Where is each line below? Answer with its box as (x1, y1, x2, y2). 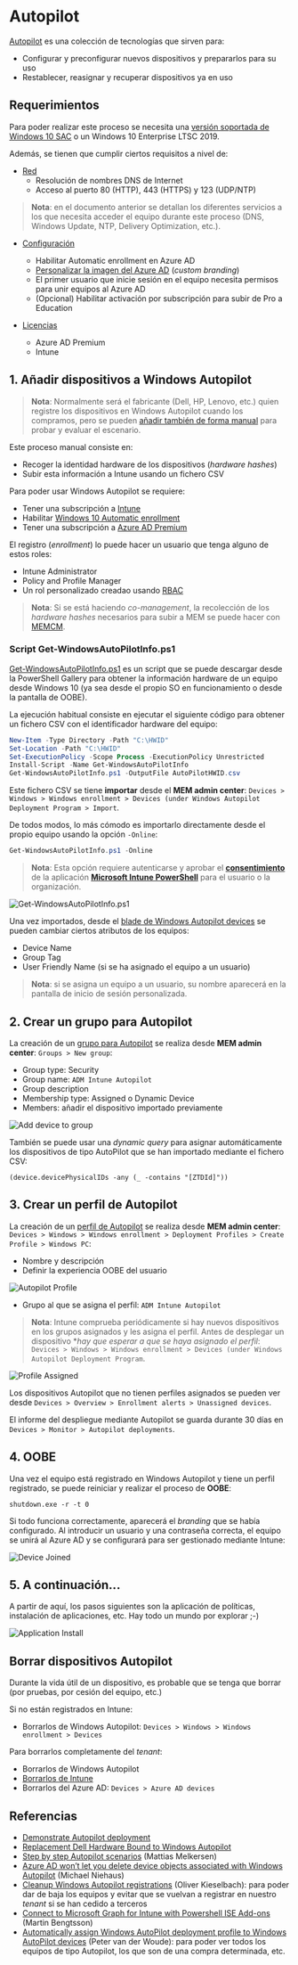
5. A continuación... (9, 1577, 121, 1592)
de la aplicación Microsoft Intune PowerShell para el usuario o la (30, 872, 271, 883)
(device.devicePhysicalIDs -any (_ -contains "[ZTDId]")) (9, 1173, 229, 1182)
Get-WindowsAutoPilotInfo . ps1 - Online (9, 847, 153, 856)
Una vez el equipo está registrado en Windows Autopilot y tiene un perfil (9, 1473, 276, 1484)
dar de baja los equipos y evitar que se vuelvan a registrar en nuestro (21, 1888, 278, 1899)
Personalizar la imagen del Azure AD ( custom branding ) (35, 265, 240, 275)
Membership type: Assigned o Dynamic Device (21, 1093, 195, 1103)
